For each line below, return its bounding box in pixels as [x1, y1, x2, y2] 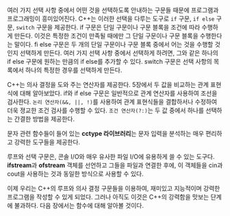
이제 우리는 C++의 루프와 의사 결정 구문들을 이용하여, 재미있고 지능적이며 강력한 [7, 184, 220, 192]
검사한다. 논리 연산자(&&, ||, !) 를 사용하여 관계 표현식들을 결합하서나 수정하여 [7, 98, 218, 106]
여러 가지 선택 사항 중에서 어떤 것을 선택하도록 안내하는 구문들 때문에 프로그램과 [7, 6, 219, 14]
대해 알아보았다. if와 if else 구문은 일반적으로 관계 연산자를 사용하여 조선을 [19, 89, 218, 97]
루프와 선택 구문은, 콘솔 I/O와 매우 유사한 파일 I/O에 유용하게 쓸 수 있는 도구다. [7, 153, 215, 160]
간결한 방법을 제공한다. [14, 115, 75, 123]
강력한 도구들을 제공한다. [14, 138, 81, 146]
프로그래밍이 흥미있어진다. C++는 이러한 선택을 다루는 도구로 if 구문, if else [7, 14, 215, 23]
